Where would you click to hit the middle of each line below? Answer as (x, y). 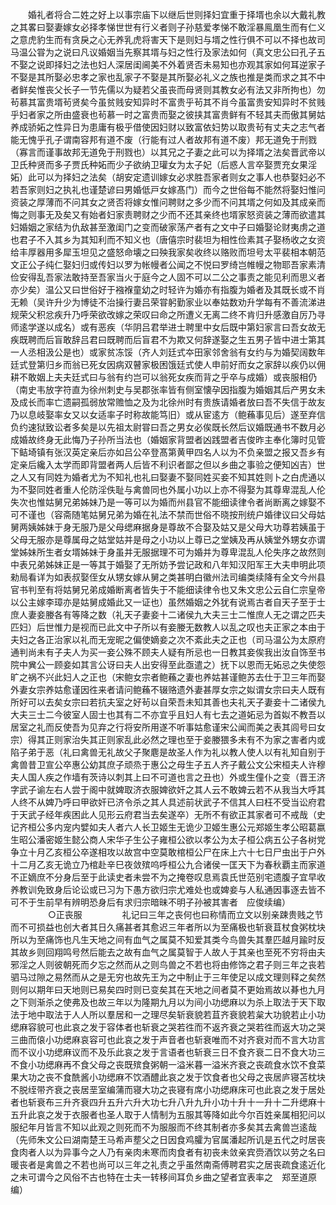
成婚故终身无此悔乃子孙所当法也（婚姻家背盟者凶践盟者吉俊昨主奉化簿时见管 (168, 439)
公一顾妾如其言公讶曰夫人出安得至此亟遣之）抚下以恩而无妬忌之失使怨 (181, 664)
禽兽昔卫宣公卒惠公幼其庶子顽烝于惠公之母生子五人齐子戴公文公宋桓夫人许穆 (168, 764)
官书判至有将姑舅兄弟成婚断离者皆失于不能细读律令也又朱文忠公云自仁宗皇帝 (168, 589)
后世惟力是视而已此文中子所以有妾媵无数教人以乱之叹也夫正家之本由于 (181, 627)
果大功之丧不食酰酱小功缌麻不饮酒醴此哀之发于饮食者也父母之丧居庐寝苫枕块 (168, 1077)
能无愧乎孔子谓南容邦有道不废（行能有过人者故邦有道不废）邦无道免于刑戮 (163, 139)
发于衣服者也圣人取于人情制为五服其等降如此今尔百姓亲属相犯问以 (189, 1114)
